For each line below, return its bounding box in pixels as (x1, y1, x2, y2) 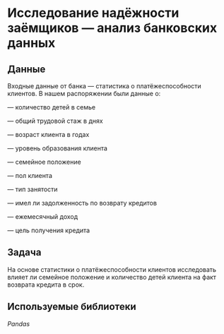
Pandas (7, 319, 30, 328)
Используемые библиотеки (7, 301, 136, 313)
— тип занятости (7, 185, 58, 193)
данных (7, 35, 56, 51)
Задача (7, 246, 42, 258)
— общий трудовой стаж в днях (7, 117, 104, 125)
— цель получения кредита (7, 226, 90, 234)
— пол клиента (7, 172, 53, 179)
